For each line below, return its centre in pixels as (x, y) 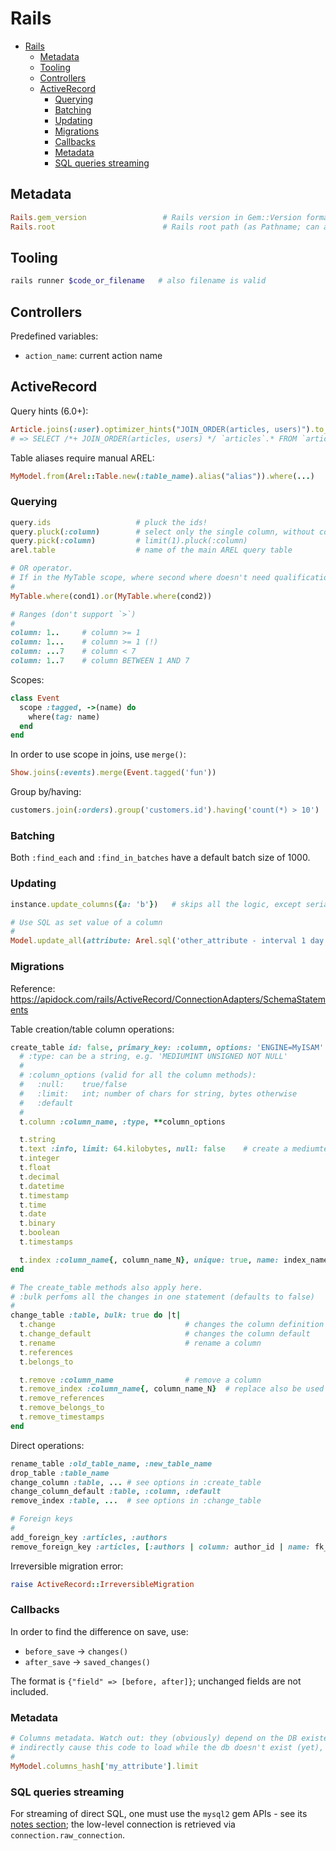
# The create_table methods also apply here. (106, 1287)
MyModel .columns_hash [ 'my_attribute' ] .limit (104, 1766)
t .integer (39, 1158)
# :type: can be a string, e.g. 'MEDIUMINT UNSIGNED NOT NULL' (153, 1057)
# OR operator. (42, 568)
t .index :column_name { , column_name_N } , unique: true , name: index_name (174, 1260)
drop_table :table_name (60, 1473)
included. (29, 1691)
